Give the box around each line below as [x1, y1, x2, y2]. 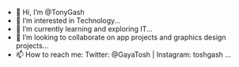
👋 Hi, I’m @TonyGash [15, 8, 85, 17]
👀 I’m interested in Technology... [15, 16, 121, 25]
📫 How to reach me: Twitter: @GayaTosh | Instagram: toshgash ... [15, 50, 232, 59]
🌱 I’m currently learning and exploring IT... [15, 24, 153, 33]
